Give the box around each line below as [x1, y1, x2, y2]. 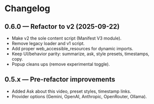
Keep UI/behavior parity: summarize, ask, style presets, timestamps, [11, 51, 150, 57]
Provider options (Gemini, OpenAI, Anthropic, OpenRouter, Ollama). [11, 93, 147, 99]
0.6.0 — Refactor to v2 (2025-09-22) [4, 22, 120, 31]
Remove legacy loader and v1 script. [11, 41, 85, 46]
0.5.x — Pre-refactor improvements [4, 75, 115, 83]
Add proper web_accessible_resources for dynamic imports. [11, 46, 133, 51]
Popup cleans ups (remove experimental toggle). [11, 62, 110, 67]
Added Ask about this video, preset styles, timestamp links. [11, 88, 132, 94]
